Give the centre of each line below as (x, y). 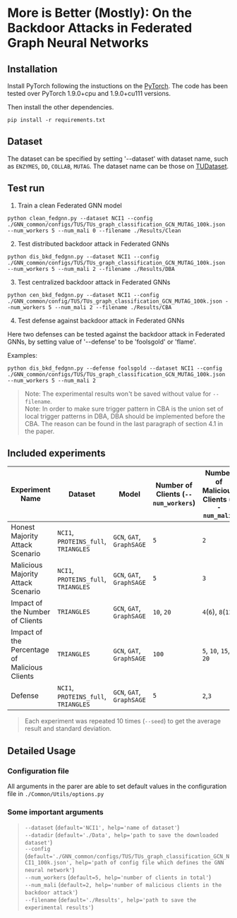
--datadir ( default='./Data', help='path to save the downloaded (121, 835)
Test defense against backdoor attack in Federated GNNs (101, 320)
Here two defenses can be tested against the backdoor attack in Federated (116, 334)
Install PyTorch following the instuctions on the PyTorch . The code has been (117, 86)
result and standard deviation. (68, 729)
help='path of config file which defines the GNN (150, 863)
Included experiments (56, 453)
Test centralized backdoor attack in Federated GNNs (94, 282)
